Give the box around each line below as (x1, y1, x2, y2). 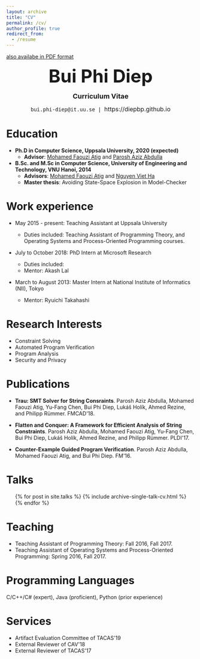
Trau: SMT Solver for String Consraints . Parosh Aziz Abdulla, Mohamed (14, 397, 195, 404)
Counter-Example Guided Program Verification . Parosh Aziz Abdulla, (14, 445, 188, 453)
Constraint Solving (14, 337, 61, 344)
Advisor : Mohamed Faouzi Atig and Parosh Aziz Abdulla (23, 153, 163, 160)
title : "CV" (6, 14, 36, 20)
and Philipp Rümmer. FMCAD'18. (14, 409, 95, 417)
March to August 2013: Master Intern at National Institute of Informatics (14, 278, 190, 286)
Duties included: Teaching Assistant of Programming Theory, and (23, 231, 185, 238)
